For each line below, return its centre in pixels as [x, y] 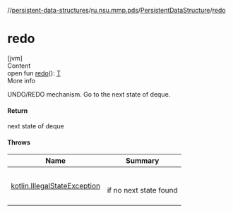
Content [19, 66]
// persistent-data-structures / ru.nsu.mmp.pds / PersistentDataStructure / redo [116, 10]
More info [22, 80]
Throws [19, 142]
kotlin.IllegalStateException [56, 186]
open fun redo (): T [34, 73]
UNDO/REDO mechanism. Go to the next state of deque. [89, 94]
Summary [143, 161]
